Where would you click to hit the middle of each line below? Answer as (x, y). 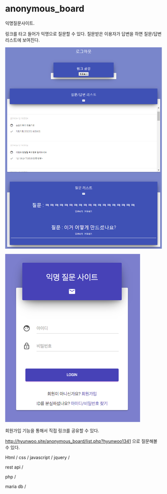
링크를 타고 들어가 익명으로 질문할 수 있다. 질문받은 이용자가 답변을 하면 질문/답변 (83, 33)
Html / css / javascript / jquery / (38, 458)
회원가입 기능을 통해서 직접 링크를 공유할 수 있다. (52, 431)
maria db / (16, 487)
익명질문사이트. (20, 23)
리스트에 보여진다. (23, 40)
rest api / (14, 467)
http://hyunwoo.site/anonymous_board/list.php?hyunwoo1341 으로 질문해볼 (81, 441)
